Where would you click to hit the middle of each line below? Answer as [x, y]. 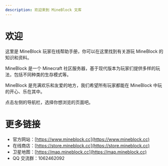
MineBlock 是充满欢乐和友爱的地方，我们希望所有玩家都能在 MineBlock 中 [81, 85]
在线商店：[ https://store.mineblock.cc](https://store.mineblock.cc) [81, 145]
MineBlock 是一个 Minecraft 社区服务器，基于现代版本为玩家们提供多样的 [80, 68]
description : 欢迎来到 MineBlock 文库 [43, 10]
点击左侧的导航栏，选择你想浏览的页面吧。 [49, 102]
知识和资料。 [18, 57]
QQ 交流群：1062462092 [38, 158]
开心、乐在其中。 [27, 92]
